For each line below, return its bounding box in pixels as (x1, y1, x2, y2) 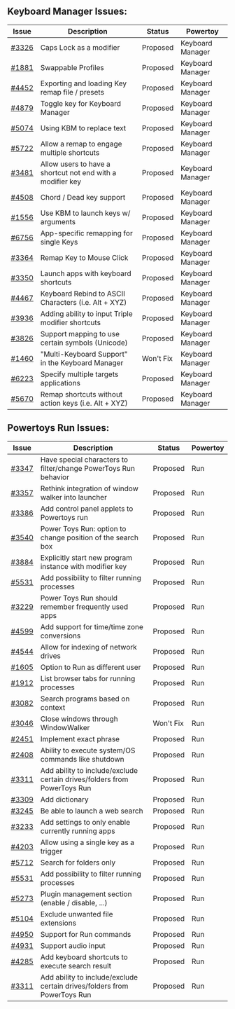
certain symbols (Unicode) (40, 338, 128, 348)
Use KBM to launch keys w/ (40, 208, 131, 218)
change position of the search (40, 533, 138, 542)
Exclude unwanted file (40, 909, 113, 919)
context (40, 702, 66, 712)
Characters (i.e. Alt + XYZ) (40, 297, 127, 307)
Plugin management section (40, 889, 132, 899)
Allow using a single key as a (40, 837, 135, 847)
